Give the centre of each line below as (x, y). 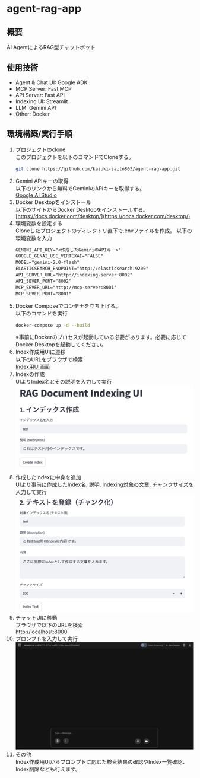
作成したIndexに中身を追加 (48, 477)
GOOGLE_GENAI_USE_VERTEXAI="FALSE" (59, 256)
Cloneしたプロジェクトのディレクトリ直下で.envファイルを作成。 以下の (104, 231)
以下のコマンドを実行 (41, 313)
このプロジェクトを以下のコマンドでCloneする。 (74, 157)
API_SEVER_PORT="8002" (43, 281)
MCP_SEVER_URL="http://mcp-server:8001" (66, 287)
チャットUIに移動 (36, 617)
